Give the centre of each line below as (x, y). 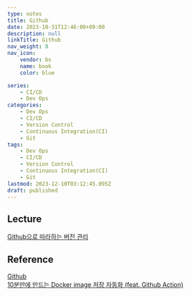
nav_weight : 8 (28, 47)
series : (19, 85)
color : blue (37, 73)
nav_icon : (22, 54)
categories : (25, 105)
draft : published (33, 190)
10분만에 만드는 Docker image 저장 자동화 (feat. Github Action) (95, 285)
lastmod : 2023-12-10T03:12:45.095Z (59, 184)
